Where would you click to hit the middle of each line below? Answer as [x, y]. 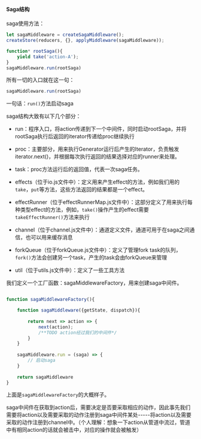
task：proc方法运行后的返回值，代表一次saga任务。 [79, 169]
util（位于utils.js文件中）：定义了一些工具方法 [70, 270]
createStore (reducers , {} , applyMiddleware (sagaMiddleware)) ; [85, 41]
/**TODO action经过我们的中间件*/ [77, 333]
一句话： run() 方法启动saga [40, 103]
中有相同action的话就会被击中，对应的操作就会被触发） [74, 430]
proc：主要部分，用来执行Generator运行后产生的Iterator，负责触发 [97, 149]
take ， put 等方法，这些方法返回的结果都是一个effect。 [81, 190]
